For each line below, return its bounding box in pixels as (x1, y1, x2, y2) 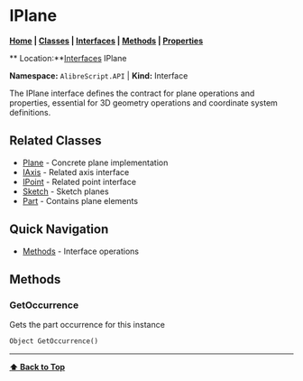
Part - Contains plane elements (22, 195, 138, 206)
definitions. (9, 107, 51, 117)
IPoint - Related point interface (22, 176, 137, 187)
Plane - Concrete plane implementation (22, 157, 169, 168)
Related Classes (9, 133, 102, 149)
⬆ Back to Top (9, 362, 66, 373)
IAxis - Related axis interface (22, 166, 130, 177)
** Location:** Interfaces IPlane (9, 52, 127, 63)
